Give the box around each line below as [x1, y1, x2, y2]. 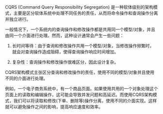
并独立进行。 [5, 16, 31, 22]
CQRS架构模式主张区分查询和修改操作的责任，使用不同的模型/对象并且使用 [5, 70, 154, 75]
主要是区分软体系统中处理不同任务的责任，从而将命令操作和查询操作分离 [13, 10, 158, 16]
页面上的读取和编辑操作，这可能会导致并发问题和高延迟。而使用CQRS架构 [5, 92, 153, 98]
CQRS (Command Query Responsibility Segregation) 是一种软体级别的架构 [5, 4, 154, 10]
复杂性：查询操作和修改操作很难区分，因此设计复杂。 [12, 59, 119, 65]
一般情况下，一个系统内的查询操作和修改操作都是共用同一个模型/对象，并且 [5, 27, 156, 32]
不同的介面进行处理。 [5, 75, 48, 81]
